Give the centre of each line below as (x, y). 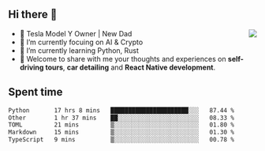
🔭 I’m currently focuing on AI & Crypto (81, 42)
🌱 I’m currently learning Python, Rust (79, 50)
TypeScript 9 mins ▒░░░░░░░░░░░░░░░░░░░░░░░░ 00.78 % (121, 140)
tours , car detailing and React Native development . (131, 67)
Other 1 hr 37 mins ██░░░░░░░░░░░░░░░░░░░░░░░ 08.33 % (121, 118)
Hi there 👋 (33, 15)
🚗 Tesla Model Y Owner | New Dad (76, 33)
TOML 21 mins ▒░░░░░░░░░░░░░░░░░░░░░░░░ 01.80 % (121, 125)
